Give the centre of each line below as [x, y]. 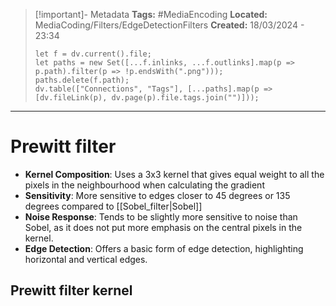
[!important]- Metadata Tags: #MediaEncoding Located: [151, 14]
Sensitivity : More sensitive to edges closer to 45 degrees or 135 [157, 195]
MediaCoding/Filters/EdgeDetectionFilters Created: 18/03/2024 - [169, 25]
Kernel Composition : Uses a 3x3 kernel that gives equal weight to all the [174, 174]
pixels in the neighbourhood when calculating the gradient [144, 185]
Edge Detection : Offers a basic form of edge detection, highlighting [164, 248]
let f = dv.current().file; [93, 54]
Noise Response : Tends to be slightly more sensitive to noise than [161, 216]
